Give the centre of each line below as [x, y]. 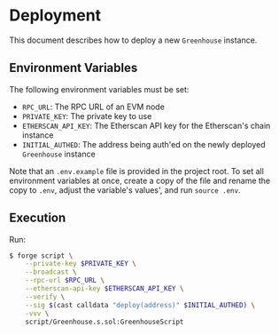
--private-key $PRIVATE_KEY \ [81, 264]
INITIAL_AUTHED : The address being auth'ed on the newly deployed [143, 144]
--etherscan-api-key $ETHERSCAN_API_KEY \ [105, 289]
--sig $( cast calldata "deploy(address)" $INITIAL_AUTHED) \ [140, 305]
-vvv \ [37, 313]
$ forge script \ [41, 255]
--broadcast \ [51, 272]
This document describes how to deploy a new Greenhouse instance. [133, 40]
